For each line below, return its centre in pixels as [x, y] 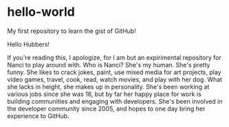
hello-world [41, 12]
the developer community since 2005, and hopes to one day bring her [106, 108]
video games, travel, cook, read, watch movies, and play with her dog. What [115, 79]
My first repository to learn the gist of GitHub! [72, 31]
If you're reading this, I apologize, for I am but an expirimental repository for [114, 57]
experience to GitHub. [39, 116]
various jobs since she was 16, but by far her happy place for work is [104, 94]
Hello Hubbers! [29, 44]
